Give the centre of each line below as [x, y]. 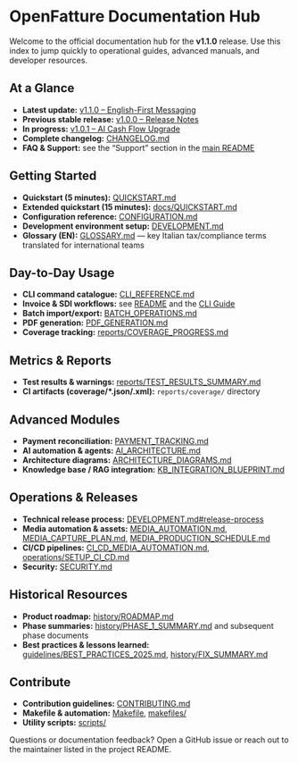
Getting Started [53, 176]
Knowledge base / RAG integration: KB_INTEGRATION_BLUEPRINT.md [153, 470]
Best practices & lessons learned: [86, 644]
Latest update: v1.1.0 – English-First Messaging [109, 110]
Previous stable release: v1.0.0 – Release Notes [110, 119]
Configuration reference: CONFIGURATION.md [110, 216]
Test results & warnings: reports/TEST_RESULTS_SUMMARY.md [141, 382]
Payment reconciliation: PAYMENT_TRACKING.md [116, 441]
